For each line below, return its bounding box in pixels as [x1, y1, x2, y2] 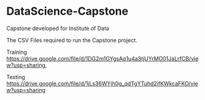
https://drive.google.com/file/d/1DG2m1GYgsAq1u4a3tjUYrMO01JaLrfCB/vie [6, 55, 199, 62]
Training [6, 48, 28, 56]
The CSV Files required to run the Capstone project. [6, 36, 137, 44]
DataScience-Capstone [6, 4, 129, 18]
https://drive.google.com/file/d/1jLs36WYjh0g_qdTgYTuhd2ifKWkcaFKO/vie [6, 80, 198, 87]
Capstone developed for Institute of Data [6, 25, 109, 32]
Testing [6, 73, 26, 80]
